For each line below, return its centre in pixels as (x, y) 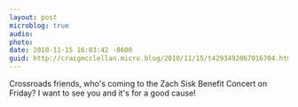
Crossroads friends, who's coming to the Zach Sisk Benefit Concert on (138, 84)
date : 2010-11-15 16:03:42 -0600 (71, 50)
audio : (21, 34)
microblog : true (39, 26)
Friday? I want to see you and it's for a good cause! (103, 93)
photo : (21, 42)
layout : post (33, 17)
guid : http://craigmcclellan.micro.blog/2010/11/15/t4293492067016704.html (152, 58)
